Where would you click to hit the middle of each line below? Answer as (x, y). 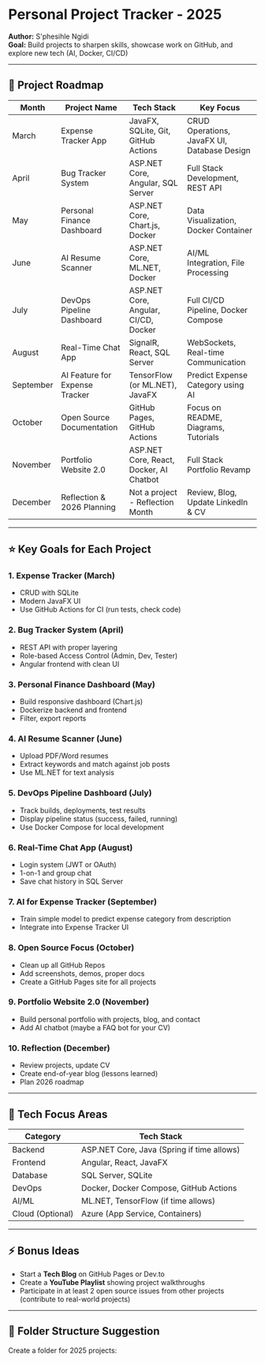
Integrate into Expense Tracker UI (74, 927)
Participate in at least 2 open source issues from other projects (122, 1290)
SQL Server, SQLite (117, 1175)
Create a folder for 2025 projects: (63, 1350)
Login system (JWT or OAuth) (68, 864)
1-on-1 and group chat (56, 873)
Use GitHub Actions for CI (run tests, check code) (100, 609)
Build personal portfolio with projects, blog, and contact (110, 1019)
